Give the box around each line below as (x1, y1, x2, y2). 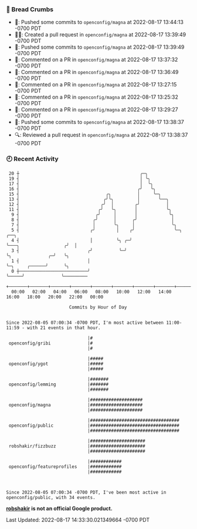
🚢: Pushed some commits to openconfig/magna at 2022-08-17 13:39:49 (14, 43, 185, 51)
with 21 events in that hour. (27, 324, 101, 331)
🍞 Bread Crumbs (6, 5, 54, 14)
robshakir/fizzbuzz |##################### (8, 443, 145, 449)
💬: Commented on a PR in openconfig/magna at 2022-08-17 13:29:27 (14, 106, 178, 113)
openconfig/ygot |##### (8, 361, 104, 367)
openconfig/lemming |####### (8, 381, 109, 387)
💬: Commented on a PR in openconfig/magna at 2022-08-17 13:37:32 (14, 56, 178, 63)
